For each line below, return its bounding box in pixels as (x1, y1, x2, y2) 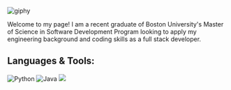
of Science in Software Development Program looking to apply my (7, 28, 197, 36)
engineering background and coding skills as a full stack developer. (7, 35, 201, 43)
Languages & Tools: (7, 55, 95, 67)
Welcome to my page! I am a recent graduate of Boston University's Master (7, 20, 224, 28)
